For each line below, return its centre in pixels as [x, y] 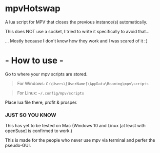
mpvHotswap [33, 9]
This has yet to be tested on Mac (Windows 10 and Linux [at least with [75, 126]
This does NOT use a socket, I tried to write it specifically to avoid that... [77, 31]
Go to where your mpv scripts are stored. [46, 74]
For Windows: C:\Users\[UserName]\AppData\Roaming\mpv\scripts [83, 83]
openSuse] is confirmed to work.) [39, 131]
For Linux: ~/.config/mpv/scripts [50, 93]
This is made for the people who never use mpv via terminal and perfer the [80, 140]
